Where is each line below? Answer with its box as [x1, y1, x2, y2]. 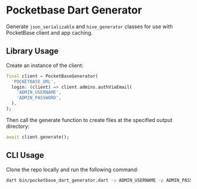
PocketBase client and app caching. [6, 29, 93, 36]
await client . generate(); [6, 134, 69, 140]
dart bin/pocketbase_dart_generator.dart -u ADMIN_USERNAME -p [6, 177, 164, 183]
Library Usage [6, 46, 59, 56]
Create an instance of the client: [6, 62, 84, 69]
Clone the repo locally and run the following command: [6, 166, 139, 173]
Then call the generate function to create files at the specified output [6, 116, 173, 123]
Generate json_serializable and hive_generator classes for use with [6, 23, 173, 30]
